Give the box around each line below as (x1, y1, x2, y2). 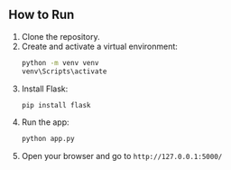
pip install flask (21, 100, 91, 109)
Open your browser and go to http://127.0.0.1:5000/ (21, 151, 223, 162)
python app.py (21, 135, 75, 144)
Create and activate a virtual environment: (21, 41, 178, 52)
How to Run (8, 7, 75, 23)
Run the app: (21, 117, 69, 127)
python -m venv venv (21, 58, 99, 67)
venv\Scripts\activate (21, 67, 107, 76)
